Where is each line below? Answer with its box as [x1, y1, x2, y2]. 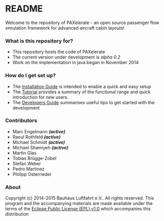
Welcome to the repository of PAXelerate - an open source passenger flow [5, 20, 159, 26]
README [5, 3, 43, 15]
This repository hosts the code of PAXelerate [12, 49, 105, 55]
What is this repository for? [5, 37, 74, 44]
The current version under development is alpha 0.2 [12, 54, 120, 60]
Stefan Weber [12, 160, 41, 166]
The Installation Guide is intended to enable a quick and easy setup [12, 83, 151, 89]
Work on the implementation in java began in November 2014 [12, 60, 139, 66]
